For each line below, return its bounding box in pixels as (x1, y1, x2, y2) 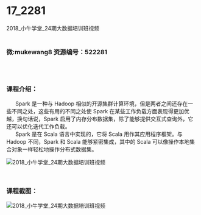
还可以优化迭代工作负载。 (6, 122, 71, 130)
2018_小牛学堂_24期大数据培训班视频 (6, 24, 99, 32)
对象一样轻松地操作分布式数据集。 (11, 146, 97, 153)
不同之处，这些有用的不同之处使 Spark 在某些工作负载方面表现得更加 (11, 107, 185, 115)
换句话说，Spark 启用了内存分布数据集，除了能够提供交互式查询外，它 (16, 115, 194, 122)
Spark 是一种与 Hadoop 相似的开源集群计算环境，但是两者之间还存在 (15, 100, 188, 107)
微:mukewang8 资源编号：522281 (6, 48, 108, 56)
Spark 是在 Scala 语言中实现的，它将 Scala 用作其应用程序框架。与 (15, 130, 183, 138)
